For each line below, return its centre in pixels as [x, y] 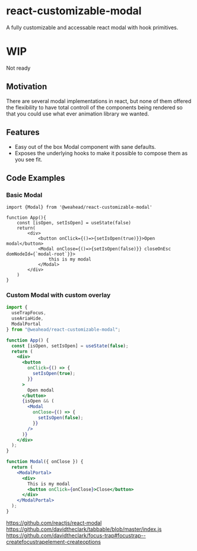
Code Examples [36, 178]
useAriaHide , [28, 319]
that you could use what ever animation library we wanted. [78, 114]
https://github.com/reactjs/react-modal [54, 522]
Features [23, 132]
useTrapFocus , [29, 313]
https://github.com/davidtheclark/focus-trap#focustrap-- [76, 535]
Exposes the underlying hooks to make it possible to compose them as [101, 153]
